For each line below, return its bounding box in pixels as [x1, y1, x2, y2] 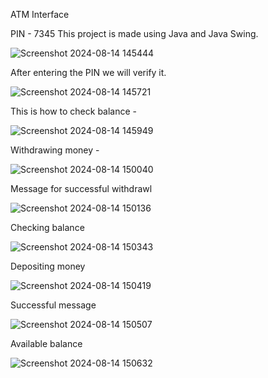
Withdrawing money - [10, 144, 100, 156]
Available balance [10, 338, 83, 349]
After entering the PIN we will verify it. [10, 67, 167, 78]
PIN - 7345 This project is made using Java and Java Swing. [10, 28, 259, 39]
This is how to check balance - [10, 105, 138, 117]
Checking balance [10, 222, 85, 233]
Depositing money [10, 260, 86, 272]
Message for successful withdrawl [10, 183, 153, 194]
